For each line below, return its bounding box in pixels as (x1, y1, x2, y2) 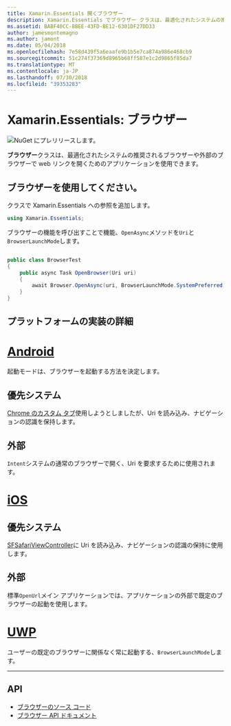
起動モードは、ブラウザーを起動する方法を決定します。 (7, 367, 164, 376)
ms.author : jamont (7, 36, 60, 43)
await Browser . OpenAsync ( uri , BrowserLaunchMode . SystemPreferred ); (32, 282, 229, 289)
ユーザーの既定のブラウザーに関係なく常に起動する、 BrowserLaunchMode (7, 648, 210, 656)
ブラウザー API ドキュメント (16, 711, 98, 719)
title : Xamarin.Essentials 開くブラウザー (7, 10, 124, 17)
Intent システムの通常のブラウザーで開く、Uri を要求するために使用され (7, 459, 210, 467)
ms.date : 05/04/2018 (7, 42, 67, 49)
